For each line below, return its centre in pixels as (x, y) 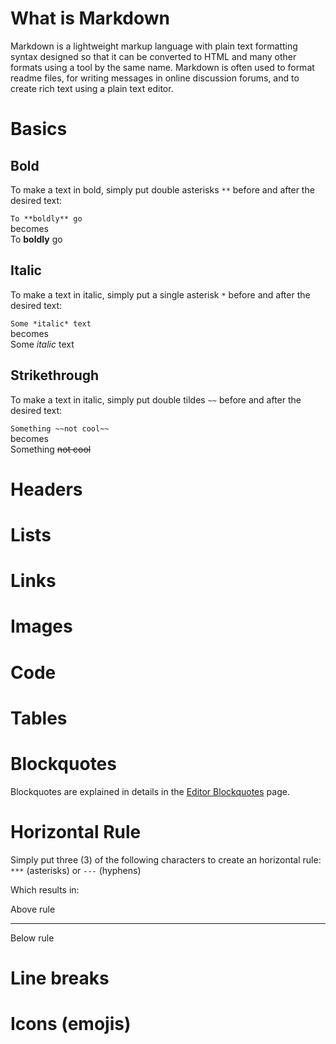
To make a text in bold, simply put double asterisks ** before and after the (162, 189)
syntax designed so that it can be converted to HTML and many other (153, 56)
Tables (39, 718)
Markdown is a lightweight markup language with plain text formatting (154, 46)
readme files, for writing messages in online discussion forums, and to (155, 78)
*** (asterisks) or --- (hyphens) (76, 870)
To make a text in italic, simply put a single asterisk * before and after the (160, 294)
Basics (39, 129)
